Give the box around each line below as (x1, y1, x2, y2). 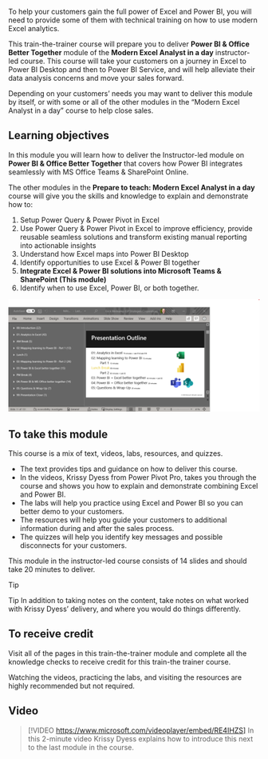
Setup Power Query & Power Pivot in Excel (19, 215, 160, 225)
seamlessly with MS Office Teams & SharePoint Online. (8, 167, 189, 177)
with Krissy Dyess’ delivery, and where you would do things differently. (8, 604, 241, 614)
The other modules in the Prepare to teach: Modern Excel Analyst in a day (8, 182, 255, 192)
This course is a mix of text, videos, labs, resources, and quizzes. (8, 449, 223, 458)
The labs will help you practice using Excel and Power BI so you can (19, 498, 243, 508)
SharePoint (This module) (19, 274, 107, 284)
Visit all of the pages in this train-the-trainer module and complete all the (8, 648, 247, 658)
